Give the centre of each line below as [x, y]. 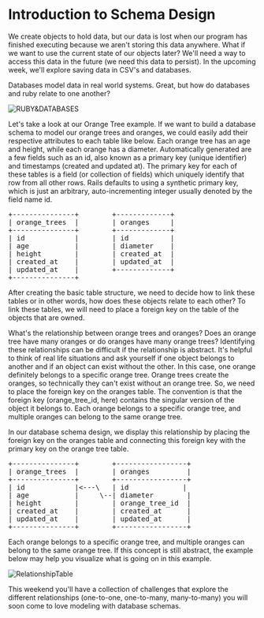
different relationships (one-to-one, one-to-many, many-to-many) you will [128, 598]
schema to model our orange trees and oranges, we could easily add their [128, 132]
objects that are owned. [46, 318]
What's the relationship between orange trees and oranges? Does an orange [132, 333]
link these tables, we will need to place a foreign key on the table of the [123, 309]
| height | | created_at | [91, 253]
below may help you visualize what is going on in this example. [110, 558]
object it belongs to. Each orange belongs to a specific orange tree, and [125, 408]
